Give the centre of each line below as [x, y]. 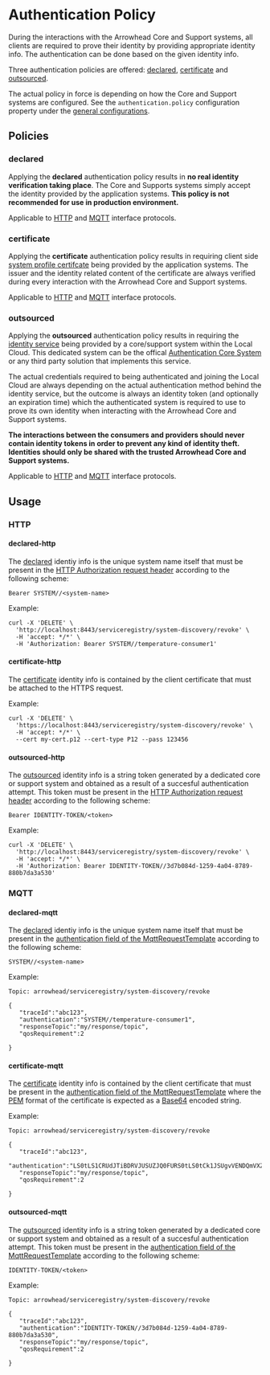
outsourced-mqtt [38, 1212]
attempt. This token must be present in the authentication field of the [122, 1246]
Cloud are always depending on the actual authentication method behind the [135, 385]
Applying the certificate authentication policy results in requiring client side [133, 256]
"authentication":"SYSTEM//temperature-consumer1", [107, 1020]
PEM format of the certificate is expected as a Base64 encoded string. [125, 1101]
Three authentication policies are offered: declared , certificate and [119, 69]
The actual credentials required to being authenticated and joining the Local [134, 377]
